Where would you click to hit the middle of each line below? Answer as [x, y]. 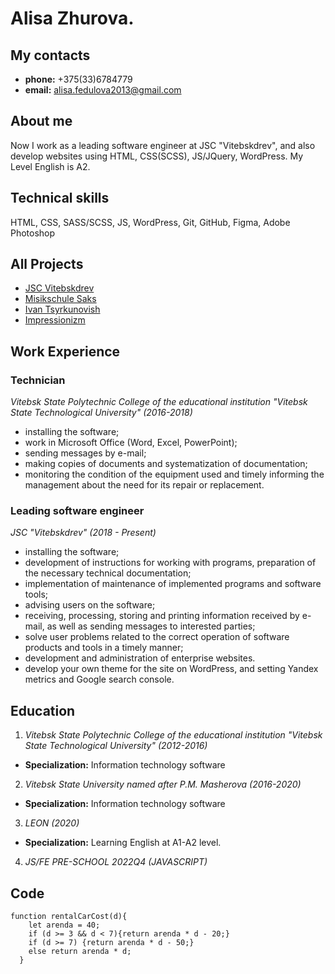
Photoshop [33, 233]
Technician [38, 380]
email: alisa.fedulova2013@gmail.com [103, 90]
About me [41, 121]
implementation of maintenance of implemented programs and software [173, 584]
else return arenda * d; [80, 952]
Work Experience [65, 351]
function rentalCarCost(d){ [69, 917]
